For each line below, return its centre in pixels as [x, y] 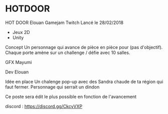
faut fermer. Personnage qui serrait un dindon [52, 87]
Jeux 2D [21, 32]
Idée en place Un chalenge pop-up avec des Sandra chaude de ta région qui [84, 81]
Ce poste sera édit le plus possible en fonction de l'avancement [71, 96]
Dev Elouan [17, 72]
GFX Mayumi [19, 62]
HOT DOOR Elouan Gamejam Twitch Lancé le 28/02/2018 [64, 22]
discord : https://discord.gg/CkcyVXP [44, 106]
